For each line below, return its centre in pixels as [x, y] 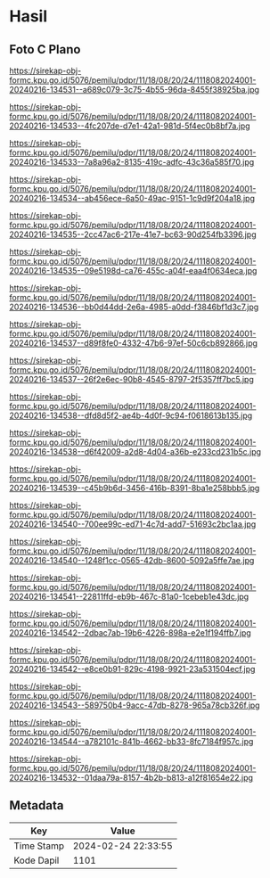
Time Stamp [39, 846]
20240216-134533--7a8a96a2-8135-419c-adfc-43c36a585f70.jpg [132, 162]
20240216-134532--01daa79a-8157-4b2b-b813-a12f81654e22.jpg [131, 778]
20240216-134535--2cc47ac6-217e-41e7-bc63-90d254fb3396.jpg [133, 234]
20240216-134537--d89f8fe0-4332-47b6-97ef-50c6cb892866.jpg [134, 343]
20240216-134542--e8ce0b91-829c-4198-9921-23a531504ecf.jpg [132, 669]
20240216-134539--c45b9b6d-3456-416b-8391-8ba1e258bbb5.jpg [135, 488]
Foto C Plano [45, 49]
